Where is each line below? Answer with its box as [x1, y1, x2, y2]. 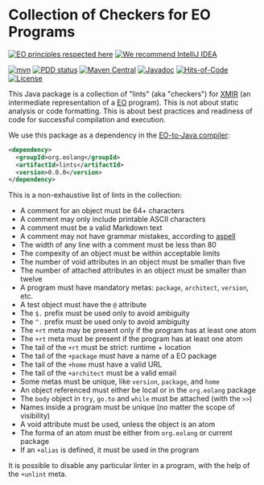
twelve [19, 274, 43, 284]
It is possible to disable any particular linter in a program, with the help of [8, 461, 250, 471]
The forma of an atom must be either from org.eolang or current [19, 428, 233, 438]
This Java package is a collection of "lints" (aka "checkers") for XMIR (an [8, 88, 251, 98]
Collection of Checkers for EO [8, 6, 211, 24]
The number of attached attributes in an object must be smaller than [19, 265, 247, 275]
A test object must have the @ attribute [19, 300, 147, 310]
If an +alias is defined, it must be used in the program [19, 445, 200, 455]
